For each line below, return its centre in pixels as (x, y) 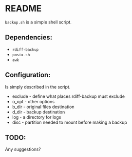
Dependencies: (29, 37)
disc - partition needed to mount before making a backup (70, 122)
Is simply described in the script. (38, 87)
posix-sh (21, 55)
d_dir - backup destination (38, 112)
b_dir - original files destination (43, 107)
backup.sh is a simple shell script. (38, 22)
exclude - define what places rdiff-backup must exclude (68, 96)
